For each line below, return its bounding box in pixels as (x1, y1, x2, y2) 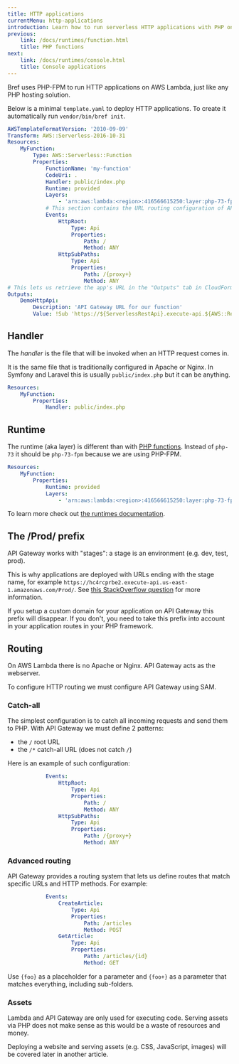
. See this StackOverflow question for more (74, 586, 201, 594)
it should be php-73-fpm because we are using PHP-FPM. (15, 450, 182, 458)
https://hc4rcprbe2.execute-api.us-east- (63, 579, 188, 586)
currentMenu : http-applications (7, 17, 103, 24)
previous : (7, 30, 37, 38)
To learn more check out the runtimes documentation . (7, 510, 166, 518)
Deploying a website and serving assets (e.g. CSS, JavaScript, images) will (7, 1043, 227, 1051)
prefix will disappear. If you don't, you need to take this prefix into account (7, 614, 225, 623)
